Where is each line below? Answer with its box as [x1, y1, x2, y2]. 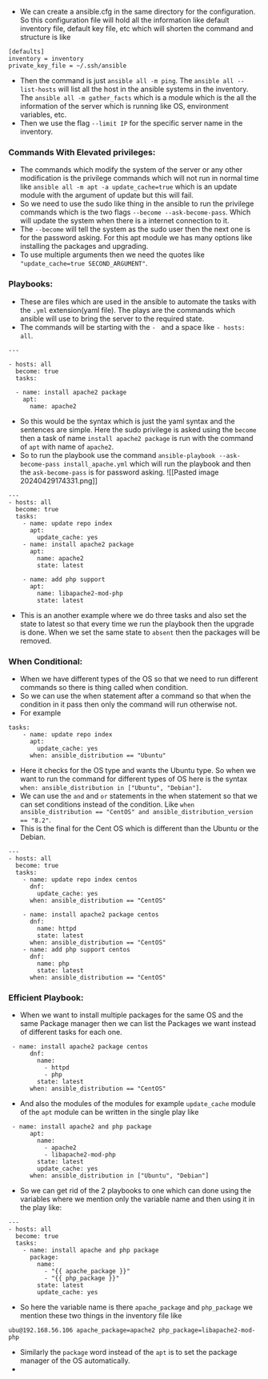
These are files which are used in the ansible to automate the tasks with [19, 296, 257, 307]
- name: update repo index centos [22, 876, 138, 884]
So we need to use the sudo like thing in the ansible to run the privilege [19, 199, 254, 209]
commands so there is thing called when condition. [19, 682, 189, 692]
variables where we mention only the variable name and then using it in [19, 1194, 255, 1204]
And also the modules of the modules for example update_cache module [19, 1099, 256, 1108]
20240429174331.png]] [19, 475, 98, 485]
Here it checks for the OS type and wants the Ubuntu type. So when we [19, 765, 256, 775]
